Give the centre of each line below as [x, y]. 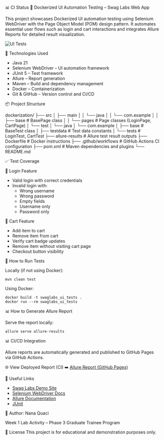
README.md [18, 152]
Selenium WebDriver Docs [39, 393]
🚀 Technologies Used [26, 53]
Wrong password [37, 196]
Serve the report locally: [29, 322]
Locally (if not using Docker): [34, 270]
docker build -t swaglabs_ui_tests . [44, 297]
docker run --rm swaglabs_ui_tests [41, 302]
